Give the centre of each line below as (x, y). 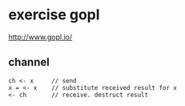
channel (29, 62)
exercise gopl (54, 15)
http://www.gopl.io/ (40, 37)
